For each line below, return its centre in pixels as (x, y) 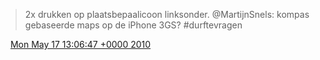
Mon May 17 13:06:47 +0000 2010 (80, 44)
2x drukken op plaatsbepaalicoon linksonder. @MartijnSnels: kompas (167, 14)
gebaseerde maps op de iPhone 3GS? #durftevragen (133, 25)
